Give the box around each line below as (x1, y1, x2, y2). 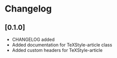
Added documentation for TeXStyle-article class (12, 42, 112, 48)
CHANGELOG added (12, 36, 55, 42)
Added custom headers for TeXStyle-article (12, 47, 103, 53)
